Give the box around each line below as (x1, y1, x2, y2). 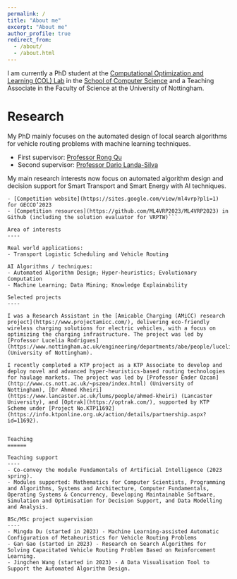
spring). (7, 473, 33, 480)
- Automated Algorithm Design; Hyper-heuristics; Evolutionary (7, 269, 197, 276)
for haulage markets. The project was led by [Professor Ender (7, 374, 197, 381)
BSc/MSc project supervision (7, 516, 93, 523)
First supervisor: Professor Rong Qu (17, 153, 122, 161)
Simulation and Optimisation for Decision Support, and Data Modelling (7, 497, 222, 504)
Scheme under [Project (7, 404, 74, 412)
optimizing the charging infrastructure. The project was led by (7, 330, 203, 338)
